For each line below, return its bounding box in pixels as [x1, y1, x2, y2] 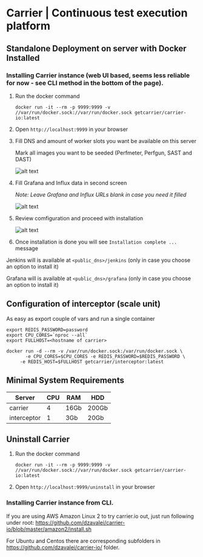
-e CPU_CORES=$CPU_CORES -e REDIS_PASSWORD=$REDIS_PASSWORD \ [25, 353, 186, 359]
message [15, 244, 38, 252]
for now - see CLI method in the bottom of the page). [6, 79, 164, 87]
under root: [6, 519, 35, 526]
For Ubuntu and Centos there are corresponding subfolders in [6, 537, 161, 544]
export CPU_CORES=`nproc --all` [6, 332, 88, 338]
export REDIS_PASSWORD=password [6, 326, 88, 333]
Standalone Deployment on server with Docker [6, 43, 187, 54]
